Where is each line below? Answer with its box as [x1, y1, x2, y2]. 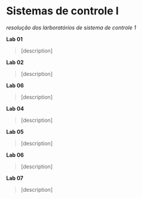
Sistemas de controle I [6, 4, 119, 18]
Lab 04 [6, 105, 24, 112]
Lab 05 [6, 128, 24, 135]
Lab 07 [6, 174, 24, 182]
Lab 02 [6, 59, 24, 66]
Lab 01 [6, 35, 23, 42]
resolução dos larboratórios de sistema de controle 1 [6, 24, 136, 31]
